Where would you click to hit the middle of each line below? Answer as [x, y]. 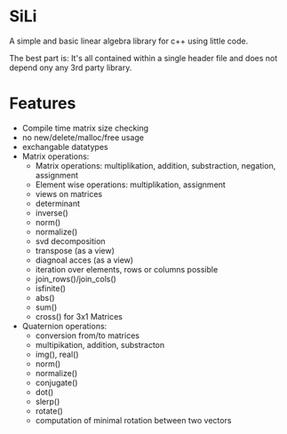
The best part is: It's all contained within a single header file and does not [143, 58]
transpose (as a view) [75, 250]
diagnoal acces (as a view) [84, 260]
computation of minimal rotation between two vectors [133, 420]
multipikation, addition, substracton [100, 344]
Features [43, 103]
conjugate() [56, 383]
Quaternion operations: [64, 326]
